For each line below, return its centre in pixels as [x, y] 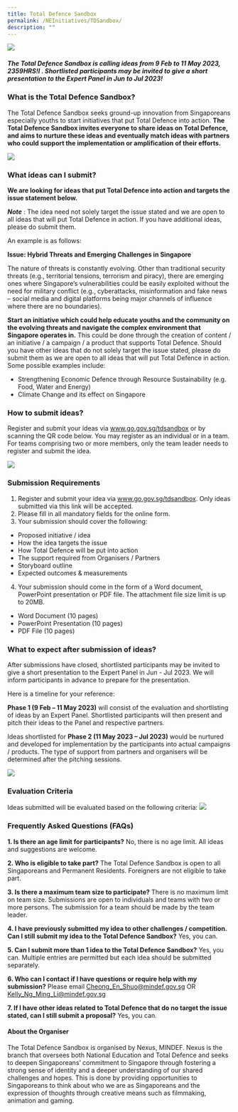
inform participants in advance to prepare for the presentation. [99, 680]
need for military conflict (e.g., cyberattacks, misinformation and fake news [117, 291]
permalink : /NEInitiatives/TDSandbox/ [65, 21]
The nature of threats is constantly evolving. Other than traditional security [117, 269]
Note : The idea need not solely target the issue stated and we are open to [116, 212]
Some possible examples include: [56, 366]
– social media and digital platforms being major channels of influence [110, 299]
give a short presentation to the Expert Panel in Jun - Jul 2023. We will [111, 672]
